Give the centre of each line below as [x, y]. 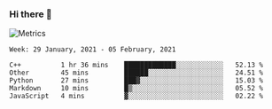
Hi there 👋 [31, 14]
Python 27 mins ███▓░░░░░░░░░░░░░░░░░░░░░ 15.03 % [136, 81]
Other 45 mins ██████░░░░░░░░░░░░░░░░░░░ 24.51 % [136, 73]
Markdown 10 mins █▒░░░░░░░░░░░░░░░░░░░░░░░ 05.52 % [136, 89]
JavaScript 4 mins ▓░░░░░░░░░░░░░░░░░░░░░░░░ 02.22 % [136, 97]
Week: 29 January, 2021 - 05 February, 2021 [93, 50]
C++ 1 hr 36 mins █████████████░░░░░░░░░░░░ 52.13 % [136, 66]
